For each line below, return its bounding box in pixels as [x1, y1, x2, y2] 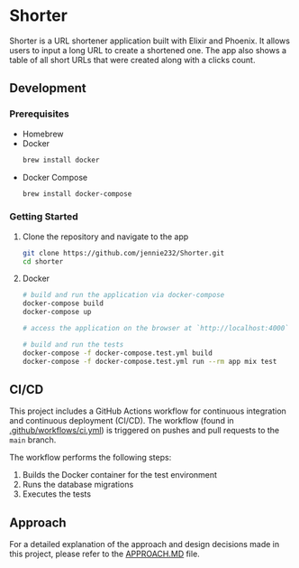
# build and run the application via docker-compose [22, 291, 225, 300]
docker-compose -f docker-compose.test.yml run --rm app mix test [22, 357, 277, 366]
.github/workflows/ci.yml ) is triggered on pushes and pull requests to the [9, 425, 280, 436]
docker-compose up [22, 308, 92, 317]
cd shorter [22, 256, 64, 266]
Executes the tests [22, 489, 92, 499]
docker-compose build [22, 299, 104, 308]
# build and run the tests [22, 340, 124, 349]
